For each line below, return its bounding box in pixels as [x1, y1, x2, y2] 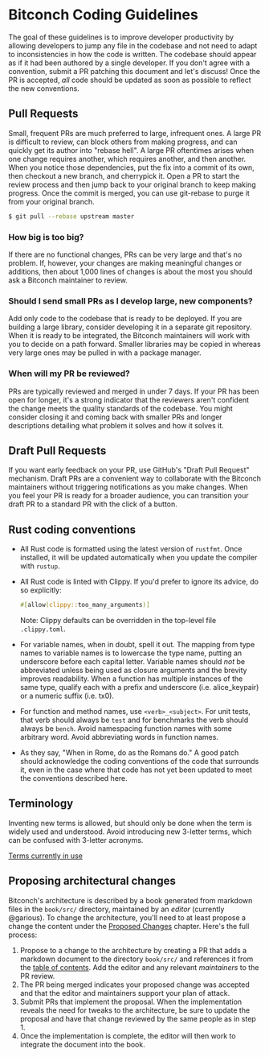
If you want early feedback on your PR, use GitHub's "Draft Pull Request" [8, 465, 251, 475]
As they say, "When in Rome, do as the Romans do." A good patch [19, 748, 239, 758]
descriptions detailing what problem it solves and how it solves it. [8, 420, 225, 430]
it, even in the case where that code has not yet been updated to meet [19, 765, 253, 774]
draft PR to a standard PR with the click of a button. [8, 499, 178, 509]
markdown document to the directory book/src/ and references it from [19, 954, 254, 964]
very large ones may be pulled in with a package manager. [8, 348, 202, 357]
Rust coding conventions [8, 522, 137, 536]
